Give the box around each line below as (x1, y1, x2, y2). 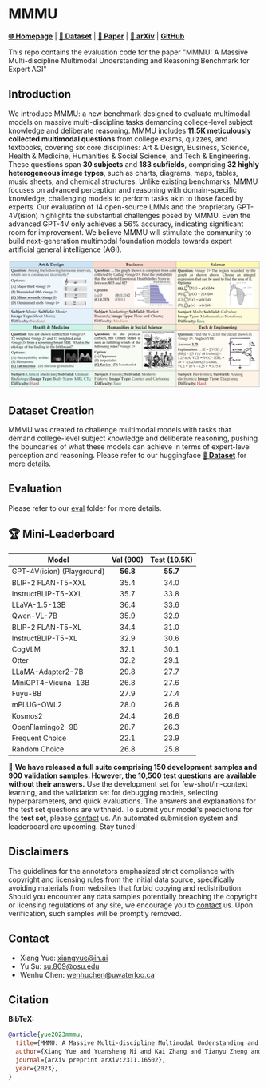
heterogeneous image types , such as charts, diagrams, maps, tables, (8, 168, 238, 177)
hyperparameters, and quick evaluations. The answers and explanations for (8, 796, 257, 806)
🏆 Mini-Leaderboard (8, 528, 116, 541)
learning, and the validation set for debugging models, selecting (8, 787, 219, 797)
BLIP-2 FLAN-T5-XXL (11, 577, 87, 588)
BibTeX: (8, 1014, 34, 1024)
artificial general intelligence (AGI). (8, 245, 122, 254)
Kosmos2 (11, 711, 43, 720)
